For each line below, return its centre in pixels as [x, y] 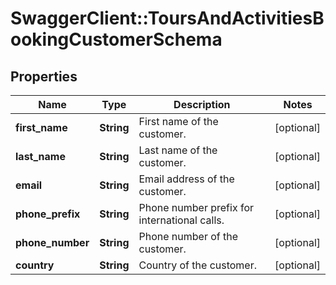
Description [202, 104]
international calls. [181, 220]
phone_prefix [48, 214]
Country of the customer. [198, 265]
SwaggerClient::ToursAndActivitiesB [167, 18]
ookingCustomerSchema [116, 39]
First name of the [178, 121]
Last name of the [178, 150]
